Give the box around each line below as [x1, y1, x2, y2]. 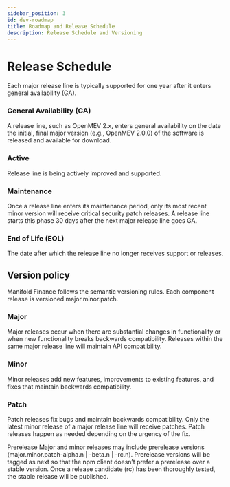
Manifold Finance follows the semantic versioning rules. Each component [7, 288, 214, 296]
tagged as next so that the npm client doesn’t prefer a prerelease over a [7, 458, 211, 466]
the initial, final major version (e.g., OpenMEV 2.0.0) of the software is [7, 129, 205, 138]
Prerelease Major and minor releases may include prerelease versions [7, 443, 205, 451]
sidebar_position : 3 [7, 10, 67, 17]
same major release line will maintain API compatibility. [7, 342, 162, 351]
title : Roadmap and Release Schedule [7, 23, 115, 30]
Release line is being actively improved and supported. [7, 169, 162, 177]
